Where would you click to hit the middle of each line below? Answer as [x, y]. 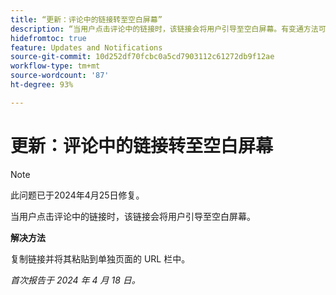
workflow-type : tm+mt [55, 66]
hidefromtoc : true [48, 38]
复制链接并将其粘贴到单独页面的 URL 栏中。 [100, 258]
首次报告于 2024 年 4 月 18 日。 [75, 280]
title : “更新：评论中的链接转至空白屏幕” [86, 19]
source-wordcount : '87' [60, 76]
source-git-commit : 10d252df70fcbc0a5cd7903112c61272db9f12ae [142, 57]
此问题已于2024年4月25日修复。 [77, 195]
